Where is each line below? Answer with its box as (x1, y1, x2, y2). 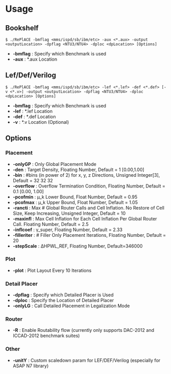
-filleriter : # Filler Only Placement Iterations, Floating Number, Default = (12, 232, 166, 238)
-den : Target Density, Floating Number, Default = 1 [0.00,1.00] (12, 166, 145, 173)
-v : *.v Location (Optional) (12, 119, 69, 125)
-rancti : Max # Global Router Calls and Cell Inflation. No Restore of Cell (12, 204, 164, 211)
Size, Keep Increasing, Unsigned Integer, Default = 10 (12, 210, 126, 216)
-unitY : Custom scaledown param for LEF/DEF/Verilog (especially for (12, 357, 161, 363)
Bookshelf (5, 24, 39, 32)
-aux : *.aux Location (12, 56, 58, 62)
